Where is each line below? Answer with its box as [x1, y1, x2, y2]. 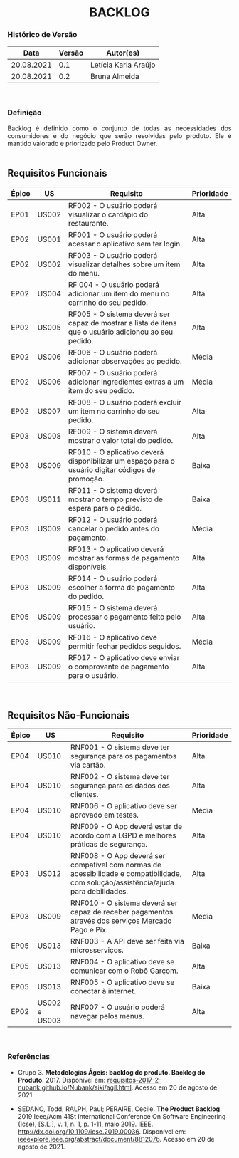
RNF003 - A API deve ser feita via [70, 937, 185, 946]
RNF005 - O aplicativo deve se [70, 977, 175, 987]
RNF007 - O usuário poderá [70, 1002, 166, 1012]
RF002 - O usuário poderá [68, 200, 158, 210]
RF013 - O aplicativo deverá [68, 544, 164, 554]
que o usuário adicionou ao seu [68, 327, 173, 337]
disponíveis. [68, 562, 109, 572]
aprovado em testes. [70, 810, 139, 820]
